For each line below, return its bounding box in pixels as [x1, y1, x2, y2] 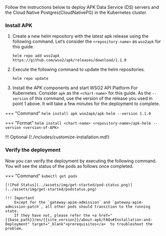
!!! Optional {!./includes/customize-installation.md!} [5, 134, 110, 140]
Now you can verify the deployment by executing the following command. [5, 158, 157, 164]
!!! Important [5, 195, 35, 201]
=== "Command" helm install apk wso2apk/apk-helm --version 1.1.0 [5, 111, 151, 117]
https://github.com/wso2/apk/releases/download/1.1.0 [12, 58, 127, 63]
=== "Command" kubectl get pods [5, 173, 78, 179]
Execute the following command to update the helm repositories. [12, 67, 146, 73]
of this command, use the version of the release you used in [29, 96, 153, 102]
